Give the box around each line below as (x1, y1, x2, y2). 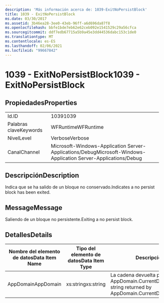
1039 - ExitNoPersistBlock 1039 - (5, 69, 140, 80)
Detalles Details (5, 230, 53, 239)
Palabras (7, 121, 28, 127)
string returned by (110, 283, 152, 290)
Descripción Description (5, 171, 80, 180)
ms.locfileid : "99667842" (5, 48, 58, 53)
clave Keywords (7, 126, 43, 133)
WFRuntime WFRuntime (50, 123, 104, 130)
